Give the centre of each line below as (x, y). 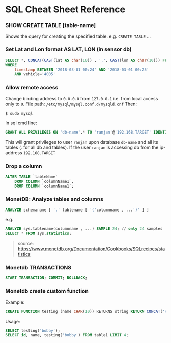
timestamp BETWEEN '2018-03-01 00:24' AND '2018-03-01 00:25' (82, 70)
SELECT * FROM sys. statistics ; (38, 234)
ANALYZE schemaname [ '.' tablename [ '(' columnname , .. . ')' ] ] (77, 210)
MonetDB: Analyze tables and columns (54, 199)
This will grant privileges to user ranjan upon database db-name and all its (82, 142)
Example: (15, 302)
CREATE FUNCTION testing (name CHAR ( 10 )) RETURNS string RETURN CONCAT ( (84, 311)
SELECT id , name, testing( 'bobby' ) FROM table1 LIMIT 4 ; (67, 335)
